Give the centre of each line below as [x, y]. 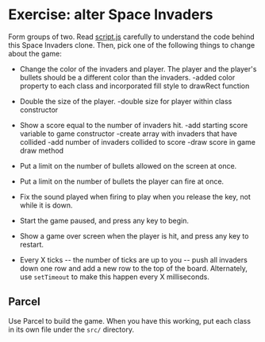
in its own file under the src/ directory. [71, 329]
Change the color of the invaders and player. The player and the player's [138, 68]
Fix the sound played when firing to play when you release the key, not [135, 196]
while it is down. [46, 205]
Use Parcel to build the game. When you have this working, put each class [130, 321]
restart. [31, 244]
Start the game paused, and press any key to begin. [104, 220]
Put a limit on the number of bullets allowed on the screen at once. [128, 165]
